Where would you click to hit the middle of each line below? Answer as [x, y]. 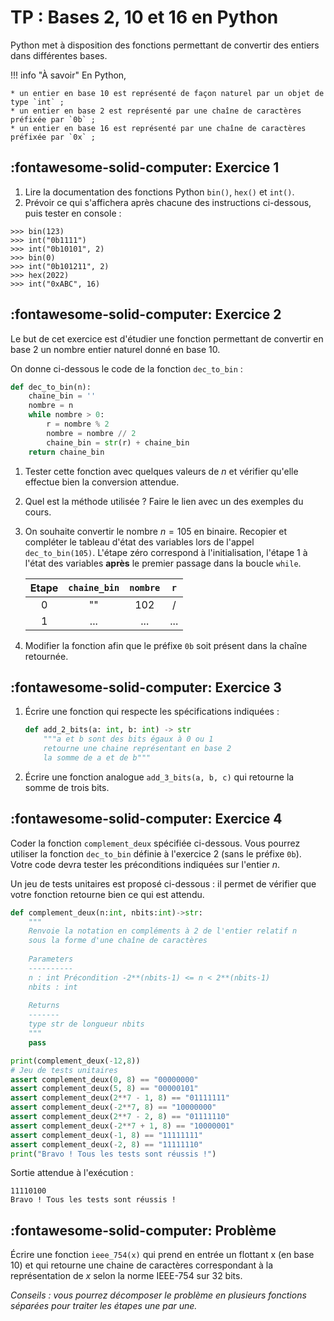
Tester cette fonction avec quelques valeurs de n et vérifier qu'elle [161, 471]
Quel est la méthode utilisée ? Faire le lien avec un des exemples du [164, 501]
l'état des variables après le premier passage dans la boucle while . [163, 563]
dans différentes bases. [59, 55]
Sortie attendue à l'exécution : [72, 1173]
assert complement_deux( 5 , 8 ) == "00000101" [104, 1089]
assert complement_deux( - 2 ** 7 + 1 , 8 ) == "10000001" [122, 1126]
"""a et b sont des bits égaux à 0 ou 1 [128, 739]
